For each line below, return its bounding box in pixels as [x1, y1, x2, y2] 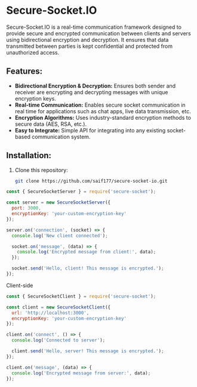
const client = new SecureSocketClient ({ [6, 304, 111, 310]
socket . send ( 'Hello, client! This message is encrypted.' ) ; [11, 265, 164, 271]
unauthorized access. [6, 49, 60, 56]
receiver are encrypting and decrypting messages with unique [14, 88, 168, 96]
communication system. [32, 133, 91, 140]
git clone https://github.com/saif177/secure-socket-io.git [14, 178, 168, 184]
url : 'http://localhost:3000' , [11, 310, 90, 316]
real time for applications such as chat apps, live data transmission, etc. [14, 107, 191, 114]
